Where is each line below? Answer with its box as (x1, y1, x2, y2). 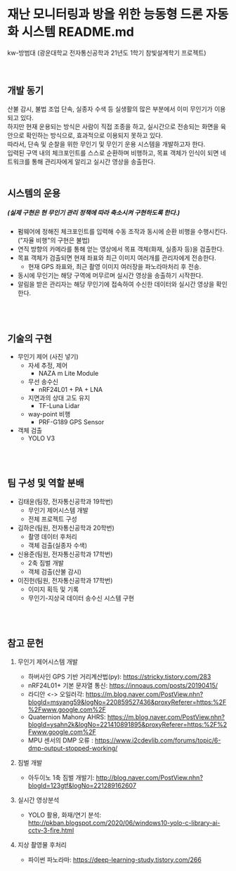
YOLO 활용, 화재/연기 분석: (27, 811, 102, 819)
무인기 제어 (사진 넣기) (17, 352, 79, 360)
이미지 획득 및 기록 (27, 584, 79, 594)
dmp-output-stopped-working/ (27, 744, 118, 752)
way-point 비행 (27, 410, 71, 418)
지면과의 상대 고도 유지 (27, 393, 91, 402)
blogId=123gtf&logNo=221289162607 (27, 781, 137, 790)
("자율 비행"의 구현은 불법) (17, 236, 90, 244)
